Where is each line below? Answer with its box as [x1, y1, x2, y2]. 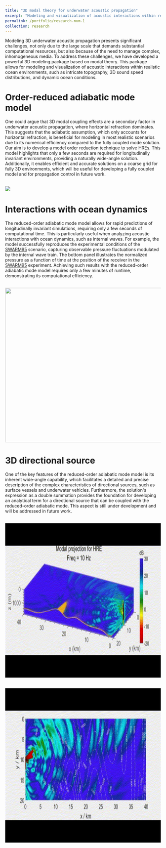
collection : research [5, 24, 50, 29]
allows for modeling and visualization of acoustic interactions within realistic [5, 64, 160, 70]
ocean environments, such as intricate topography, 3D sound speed [5, 69, 143, 75]
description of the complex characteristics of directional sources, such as [5, 482, 155, 488]
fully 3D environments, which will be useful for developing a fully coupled [5, 166, 155, 172]
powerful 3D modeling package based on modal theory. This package [5, 59, 147, 65]
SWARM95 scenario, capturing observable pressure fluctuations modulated [5, 247, 159, 253]
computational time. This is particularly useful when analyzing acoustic [5, 231, 150, 237]
